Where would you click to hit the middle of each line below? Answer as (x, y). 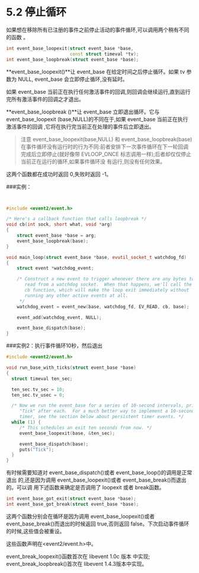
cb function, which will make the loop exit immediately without (107, 290)
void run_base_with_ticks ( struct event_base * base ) (71, 368)
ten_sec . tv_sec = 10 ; (38, 390)
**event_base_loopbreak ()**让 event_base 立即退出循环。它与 (83, 112)
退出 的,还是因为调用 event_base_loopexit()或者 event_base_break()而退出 (96, 480)
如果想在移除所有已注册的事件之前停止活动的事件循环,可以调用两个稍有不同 (98, 30)
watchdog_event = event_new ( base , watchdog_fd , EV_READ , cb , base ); (103, 306)
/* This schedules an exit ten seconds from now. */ (86, 428)
